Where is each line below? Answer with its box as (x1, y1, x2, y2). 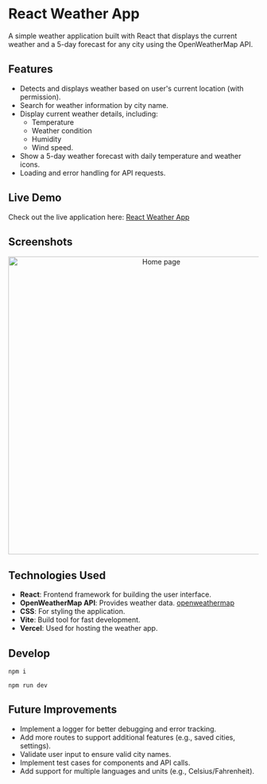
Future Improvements (8, 703, 118, 716)
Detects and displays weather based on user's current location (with (19, 83, 244, 93)
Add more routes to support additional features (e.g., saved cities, (19, 732, 236, 742)
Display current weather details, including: (19, 109, 159, 118)
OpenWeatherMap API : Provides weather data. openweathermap (19, 598, 234, 608)
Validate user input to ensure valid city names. (19, 749, 172, 759)
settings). (19, 740, 52, 751)
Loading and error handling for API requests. (19, 168, 166, 177)
